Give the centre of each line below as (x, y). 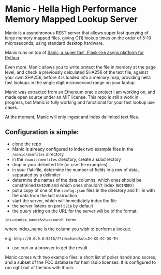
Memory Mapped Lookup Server (71, 19)
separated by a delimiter (36, 175)
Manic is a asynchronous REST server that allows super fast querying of (77, 33)
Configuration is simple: (42, 132)
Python (12, 57)
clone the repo (27, 144)
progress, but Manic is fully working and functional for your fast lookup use (80, 102)
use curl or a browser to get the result (50, 248)
